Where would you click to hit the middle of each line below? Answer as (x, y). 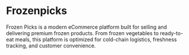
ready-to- (171, 33)
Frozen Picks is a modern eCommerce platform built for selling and (87, 27)
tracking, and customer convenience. (51, 46)
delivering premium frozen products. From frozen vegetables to (83, 33)
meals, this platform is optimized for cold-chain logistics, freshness (96, 39)
